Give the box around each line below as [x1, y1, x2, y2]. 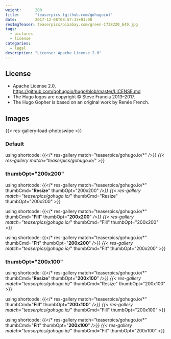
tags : [5, 27, 17, 32]
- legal [10, 46, 27, 51]
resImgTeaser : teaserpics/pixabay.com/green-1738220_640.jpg [5, 22, 138, 27]
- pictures [10, 31, 33, 36]
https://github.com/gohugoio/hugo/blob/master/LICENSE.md [12, 88, 141, 95]
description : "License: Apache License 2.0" [5, 50, 102, 55]
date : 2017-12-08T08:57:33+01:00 [5, 17, 93, 22]
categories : [5, 41, 31, 46]
